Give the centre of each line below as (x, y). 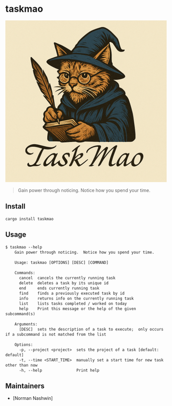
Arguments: (26, 324)
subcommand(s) (20, 314)
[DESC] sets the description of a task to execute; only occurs (91, 329)
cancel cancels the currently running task (67, 278)
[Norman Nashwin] (33, 398)
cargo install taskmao (29, 219)
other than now (21, 365)
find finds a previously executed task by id (72, 293)
